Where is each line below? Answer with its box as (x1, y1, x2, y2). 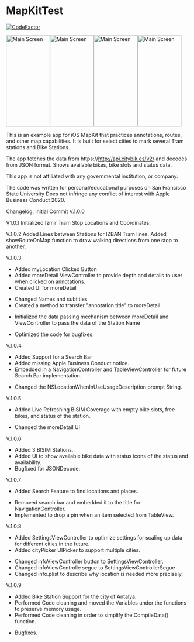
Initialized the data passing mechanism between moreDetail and (14, 313, 169, 320)
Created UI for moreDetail (14, 284, 77, 291)
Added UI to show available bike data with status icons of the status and (14, 452, 189, 459)
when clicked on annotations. (14, 278, 86, 285)
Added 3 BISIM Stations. (14, 446, 74, 453)
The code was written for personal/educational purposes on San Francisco (6, 184, 186, 191)
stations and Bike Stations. (6, 143, 70, 150)
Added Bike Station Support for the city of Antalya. (14, 593, 137, 600)
